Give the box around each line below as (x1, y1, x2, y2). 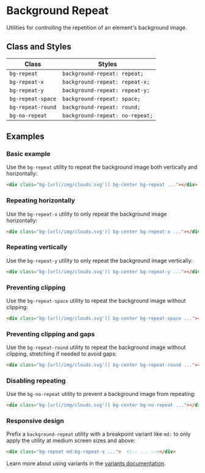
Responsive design (6, 417, 64, 425)
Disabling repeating (6, 376, 66, 385)
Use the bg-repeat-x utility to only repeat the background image (6, 210, 167, 218)
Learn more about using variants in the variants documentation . (6, 460, 166, 468)
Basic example (6, 150, 51, 158)
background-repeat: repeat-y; (62, 87, 150, 94)
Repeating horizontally (6, 196, 75, 205)
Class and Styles (6, 42, 71, 52)
